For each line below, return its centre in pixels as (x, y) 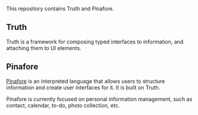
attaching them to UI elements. (44, 48)
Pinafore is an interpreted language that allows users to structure (86, 81)
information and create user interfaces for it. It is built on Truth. (83, 87)
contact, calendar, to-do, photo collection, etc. (63, 105)
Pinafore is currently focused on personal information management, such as (99, 99)
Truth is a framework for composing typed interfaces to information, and (95, 42)
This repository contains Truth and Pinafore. (60, 9)
